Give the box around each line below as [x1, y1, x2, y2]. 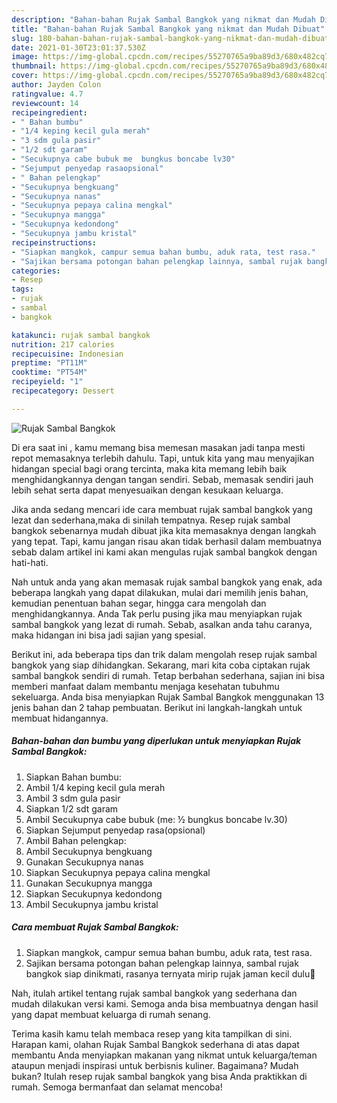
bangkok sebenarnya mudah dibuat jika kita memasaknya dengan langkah [11, 524, 317, 536]
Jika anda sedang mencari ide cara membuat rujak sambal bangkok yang [11, 503, 313, 515]
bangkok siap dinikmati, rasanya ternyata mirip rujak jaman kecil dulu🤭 [25, 967, 316, 980]
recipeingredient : [11, 107, 88, 118]
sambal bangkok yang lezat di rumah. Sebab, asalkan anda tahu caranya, [11, 618, 313, 630]
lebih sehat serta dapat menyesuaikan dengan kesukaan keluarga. [11, 484, 284, 496]
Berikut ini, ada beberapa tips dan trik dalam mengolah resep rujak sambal [11, 648, 318, 660]
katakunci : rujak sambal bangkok [11, 330, 151, 340]
